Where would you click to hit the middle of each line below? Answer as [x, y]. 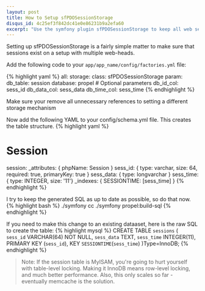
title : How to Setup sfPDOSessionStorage [60, 18]
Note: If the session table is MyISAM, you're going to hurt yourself [104, 262]
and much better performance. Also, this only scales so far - [97, 275]
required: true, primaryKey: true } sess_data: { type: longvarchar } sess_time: [103, 174]
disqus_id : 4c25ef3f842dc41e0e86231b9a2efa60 [65, 23]
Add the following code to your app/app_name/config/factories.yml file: [96, 65]
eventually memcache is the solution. [68, 281]
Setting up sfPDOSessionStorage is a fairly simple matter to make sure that [100, 46]
